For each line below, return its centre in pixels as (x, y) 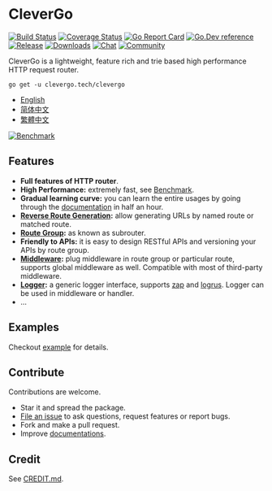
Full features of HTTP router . (69, 180)
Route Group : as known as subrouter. (83, 232)
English (32, 99)
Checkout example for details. (58, 347)
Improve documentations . (63, 434)
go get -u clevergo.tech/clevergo (67, 85)
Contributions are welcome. (55, 392)
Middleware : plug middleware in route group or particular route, (127, 259)
